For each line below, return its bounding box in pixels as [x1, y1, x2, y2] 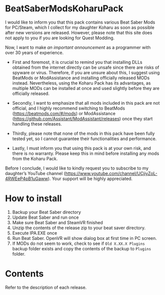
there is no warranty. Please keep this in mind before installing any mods [12, 150, 160, 156]
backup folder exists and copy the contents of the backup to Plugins [12, 245, 151, 251]
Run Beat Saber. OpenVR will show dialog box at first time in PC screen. [12, 235, 157, 241]
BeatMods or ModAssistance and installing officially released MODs [12, 75, 150, 81]
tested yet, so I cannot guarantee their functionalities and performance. [12, 136, 157, 142]
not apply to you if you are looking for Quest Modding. [5, 35, 115, 41]
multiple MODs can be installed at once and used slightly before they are [12, 85, 160, 91]
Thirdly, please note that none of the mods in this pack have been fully [12, 130, 155, 136]
